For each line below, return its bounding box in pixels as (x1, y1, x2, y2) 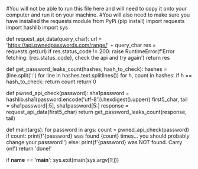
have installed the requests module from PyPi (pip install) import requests (6, 18, 185, 24)
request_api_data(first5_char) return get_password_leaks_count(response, (6, 109, 187, 115)
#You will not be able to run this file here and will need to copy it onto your (6, 5, 187, 12)
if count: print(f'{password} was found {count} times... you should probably (6, 132, 190, 139)
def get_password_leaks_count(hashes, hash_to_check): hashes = (6, 66, 167, 73)
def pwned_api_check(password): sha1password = (6, 90, 129, 96)
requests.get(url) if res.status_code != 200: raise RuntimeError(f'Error (6, 48, 175, 55)
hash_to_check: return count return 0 (6, 78, 96, 85)
